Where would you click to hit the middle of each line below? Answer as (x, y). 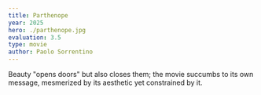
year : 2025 (26, 23)
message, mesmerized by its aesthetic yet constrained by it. (105, 82)
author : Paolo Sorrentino (50, 52)
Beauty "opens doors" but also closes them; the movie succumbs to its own (131, 74)
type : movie (28, 45)
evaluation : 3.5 (35, 37)
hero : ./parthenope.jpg (47, 30)
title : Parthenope (38, 15)
